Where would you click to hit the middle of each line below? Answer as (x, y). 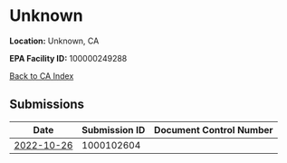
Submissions (47, 105)
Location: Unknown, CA (54, 41)
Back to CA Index (42, 76)
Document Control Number (213, 129)
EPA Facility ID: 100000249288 (68, 58)
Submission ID (113, 129)
